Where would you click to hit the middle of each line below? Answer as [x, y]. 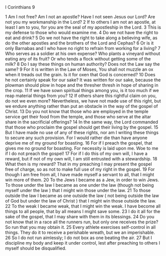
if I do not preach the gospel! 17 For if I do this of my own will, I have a [76, 154]
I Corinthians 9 [20, 7]
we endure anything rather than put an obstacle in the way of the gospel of [82, 106]
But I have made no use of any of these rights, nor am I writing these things [82, 132]
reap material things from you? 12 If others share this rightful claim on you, [81, 96]
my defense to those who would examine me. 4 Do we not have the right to [82, 32]
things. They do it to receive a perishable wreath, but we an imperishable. [80, 232]
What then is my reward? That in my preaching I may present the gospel [79, 164]
